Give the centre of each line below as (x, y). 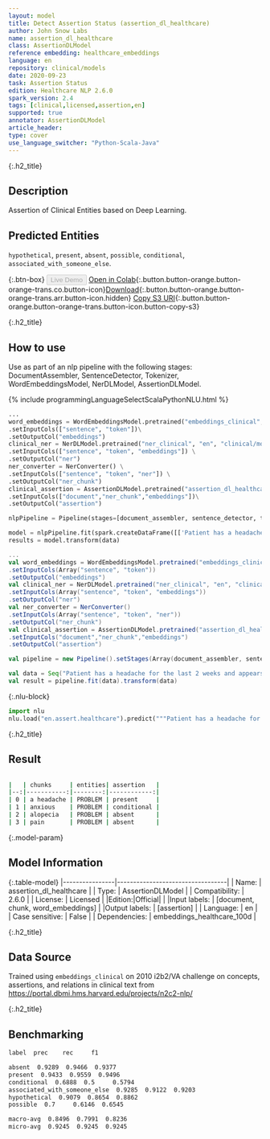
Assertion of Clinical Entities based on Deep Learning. (98, 211)
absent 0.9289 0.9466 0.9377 (62, 1067)
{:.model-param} (36, 838)
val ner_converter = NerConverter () (70, 608)
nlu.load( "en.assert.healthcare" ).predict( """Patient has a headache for (135, 719)
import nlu (27, 711)
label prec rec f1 (53, 1053)
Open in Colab (112, 280)
